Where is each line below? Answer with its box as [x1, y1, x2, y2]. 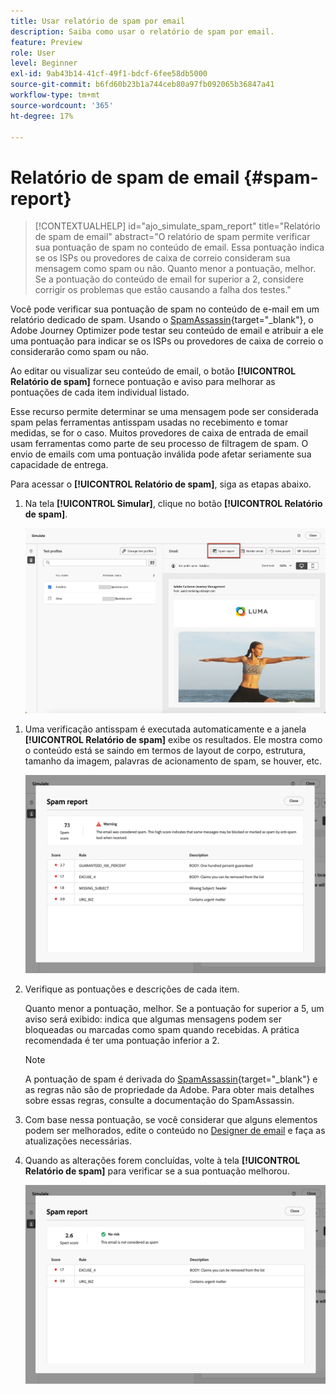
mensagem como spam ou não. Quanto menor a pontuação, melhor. [34, 263, 317, 275]
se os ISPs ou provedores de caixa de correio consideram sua [34, 252, 291, 264]
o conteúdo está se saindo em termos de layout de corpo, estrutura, [24, 744, 307, 756]
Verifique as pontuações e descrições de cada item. [24, 983, 240, 995]
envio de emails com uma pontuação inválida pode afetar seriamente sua [10, 448, 312, 460]
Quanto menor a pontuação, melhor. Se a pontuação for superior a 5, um [24, 1002, 325, 1014]
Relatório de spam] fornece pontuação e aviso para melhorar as [10, 376, 276, 388]
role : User [10, 48, 56, 58]
